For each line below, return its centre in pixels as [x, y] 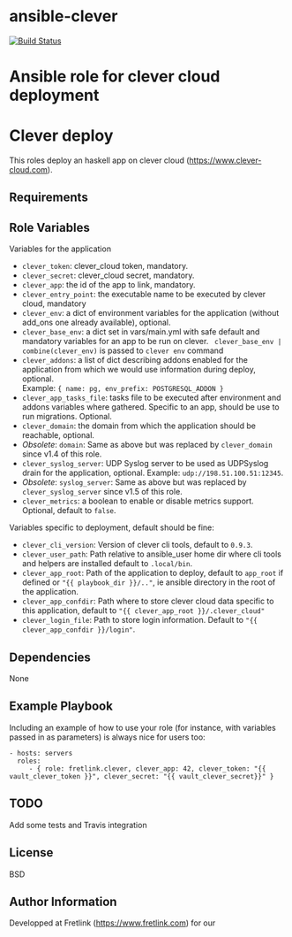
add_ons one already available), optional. [96, 323]
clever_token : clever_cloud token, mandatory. [105, 266]
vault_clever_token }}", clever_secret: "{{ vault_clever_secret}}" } [142, 776]
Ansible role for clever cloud [115, 77]
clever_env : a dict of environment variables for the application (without [150, 313]
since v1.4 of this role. [62, 454]
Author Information [63, 901]
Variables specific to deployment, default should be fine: [112, 527]
